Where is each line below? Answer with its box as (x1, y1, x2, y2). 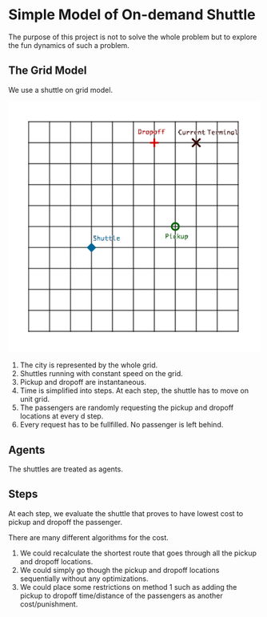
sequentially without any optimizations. (19, 574, 149, 583)
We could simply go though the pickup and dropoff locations (19, 565, 220, 575)
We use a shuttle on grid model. (8, 85, 114, 94)
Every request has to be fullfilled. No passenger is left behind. (19, 420, 224, 430)
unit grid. (19, 395, 50, 404)
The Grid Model (8, 64, 87, 78)
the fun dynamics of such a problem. (8, 40, 130, 50)
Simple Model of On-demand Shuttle (8, 6, 256, 24)
